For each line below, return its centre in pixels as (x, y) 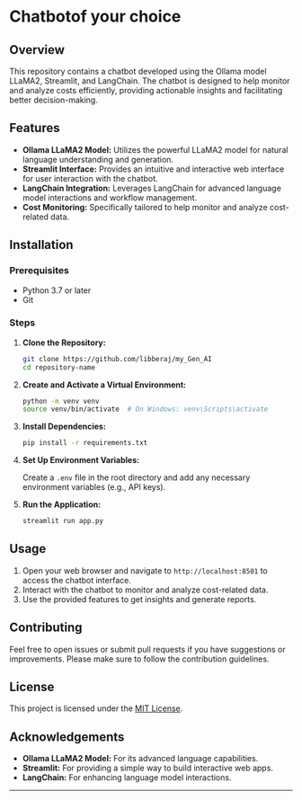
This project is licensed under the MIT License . (96, 708)
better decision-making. (54, 100)
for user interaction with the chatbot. (90, 178)
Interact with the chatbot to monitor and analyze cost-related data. (145, 590)
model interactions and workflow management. (110, 197)
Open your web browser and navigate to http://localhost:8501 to (145, 570)
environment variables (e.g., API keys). (94, 487)
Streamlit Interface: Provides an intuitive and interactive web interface (153, 169)
